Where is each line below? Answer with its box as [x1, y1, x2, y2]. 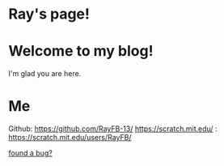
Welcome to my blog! [8, 42, 154, 61]
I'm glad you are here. [8, 69, 82, 79]
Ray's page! [8, 5, 91, 23]
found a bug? [8, 148, 53, 158]
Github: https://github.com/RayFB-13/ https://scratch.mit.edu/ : [8, 124, 218, 134]
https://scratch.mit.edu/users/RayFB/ [8, 133, 132, 143]
